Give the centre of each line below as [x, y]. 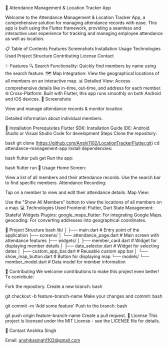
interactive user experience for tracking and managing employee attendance [84, 33]
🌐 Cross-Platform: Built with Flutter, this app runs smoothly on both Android [83, 93]
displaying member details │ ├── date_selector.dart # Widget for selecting [82, 246]
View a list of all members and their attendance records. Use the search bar [83, 177]
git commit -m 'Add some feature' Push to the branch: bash [66, 306]
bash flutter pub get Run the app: [39, 158]
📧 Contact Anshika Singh [31, 330]
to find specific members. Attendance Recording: [56, 183]
